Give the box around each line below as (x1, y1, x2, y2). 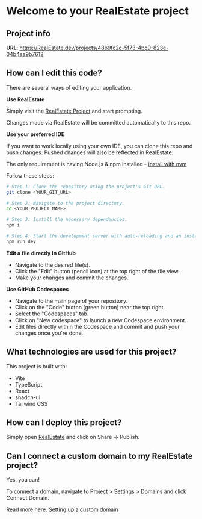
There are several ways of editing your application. (6, 84, 132, 91)
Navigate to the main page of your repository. (14, 297, 128, 305)
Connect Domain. (6, 494, 50, 502)
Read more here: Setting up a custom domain (6, 506, 118, 513)
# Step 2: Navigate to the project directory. (6, 200, 125, 206)
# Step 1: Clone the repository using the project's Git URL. (6, 184, 165, 190)
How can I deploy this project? (6, 417, 122, 428)
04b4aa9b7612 (6, 51, 44, 58)
